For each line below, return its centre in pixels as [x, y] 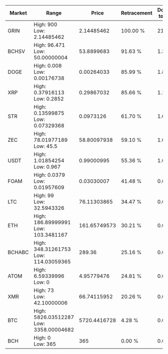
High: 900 [45, 24]
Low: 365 [45, 344]
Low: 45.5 [45, 146]
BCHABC [18, 252]
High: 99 [44, 195]
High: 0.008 [48, 66]
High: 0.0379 [49, 175]
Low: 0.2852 [49, 99]
